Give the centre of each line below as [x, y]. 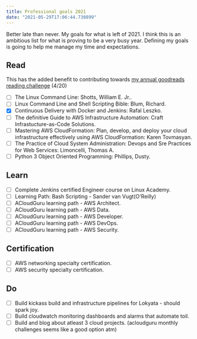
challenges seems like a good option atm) [66, 329]
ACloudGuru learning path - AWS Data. [62, 210]
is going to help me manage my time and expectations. [73, 47]
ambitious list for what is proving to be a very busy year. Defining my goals [97, 40]
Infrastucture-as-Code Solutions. [55, 124]
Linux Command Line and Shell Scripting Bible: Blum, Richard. [90, 104]
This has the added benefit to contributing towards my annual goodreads [96, 79]
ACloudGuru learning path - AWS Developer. [69, 216]
